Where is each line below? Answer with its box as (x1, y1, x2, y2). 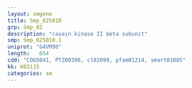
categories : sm (7, 70, 53, 77)
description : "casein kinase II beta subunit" (7, 30, 148, 38)
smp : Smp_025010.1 (7, 37, 62, 44)
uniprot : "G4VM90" (7, 43, 62, 50)
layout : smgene (7, 10, 53, 18)
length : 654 (7, 50, 50, 57)
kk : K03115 (7, 63, 40, 70)
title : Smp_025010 (7, 17, 62, 24)
